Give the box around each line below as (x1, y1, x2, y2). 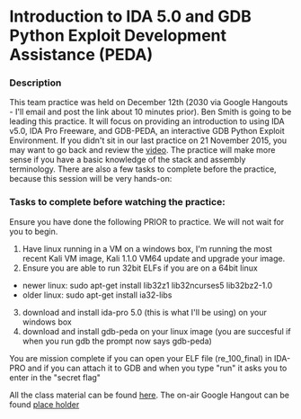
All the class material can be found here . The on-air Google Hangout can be (9, 389, 290, 400)
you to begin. (9, 226, 58, 236)
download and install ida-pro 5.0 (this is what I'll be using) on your (22, 307, 268, 317)
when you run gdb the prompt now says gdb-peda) (22, 335, 213, 346)
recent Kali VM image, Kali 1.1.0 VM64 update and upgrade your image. (22, 253, 286, 263)
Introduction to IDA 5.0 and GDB (9, 6, 252, 27)
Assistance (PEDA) (9, 45, 154, 65)
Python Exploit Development (9, 25, 227, 46)
